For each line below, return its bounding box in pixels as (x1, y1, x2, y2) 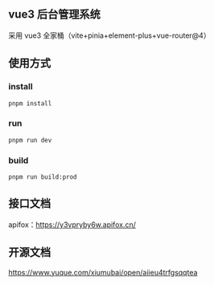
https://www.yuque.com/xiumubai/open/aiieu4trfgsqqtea (8, 267, 198, 277)
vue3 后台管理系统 (8, 7, 101, 22)
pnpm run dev (8, 136, 52, 144)
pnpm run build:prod (8, 173, 78, 181)
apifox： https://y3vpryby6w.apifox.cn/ (8, 220, 137, 229)
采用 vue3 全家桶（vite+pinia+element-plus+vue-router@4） (8, 31, 211, 40)
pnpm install (8, 99, 52, 107)
